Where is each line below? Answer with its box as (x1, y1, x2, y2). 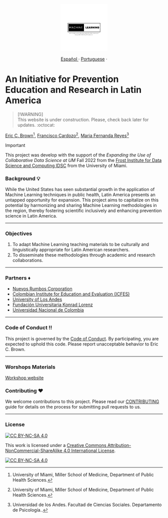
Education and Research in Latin (5, 84, 142, 95)
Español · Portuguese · (60, 56, 107, 62)
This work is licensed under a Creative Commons (5, 442, 106, 448)
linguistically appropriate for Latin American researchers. (12, 246, 130, 253)
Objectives (5, 230, 32, 237)
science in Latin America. (5, 212, 57, 218)
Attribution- (107, 442, 131, 448)
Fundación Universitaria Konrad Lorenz (12, 301, 93, 308)
